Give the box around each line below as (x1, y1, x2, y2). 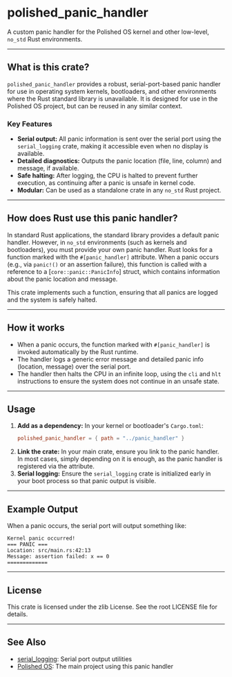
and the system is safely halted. (7, 295, 98, 304)
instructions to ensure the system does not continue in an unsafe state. (17, 377, 220, 385)
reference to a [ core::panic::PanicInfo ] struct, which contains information (7, 267, 220, 275)
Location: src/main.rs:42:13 (7, 547, 91, 554)
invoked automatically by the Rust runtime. (17, 347, 139, 356)
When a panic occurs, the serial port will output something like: (7, 522, 186, 530)
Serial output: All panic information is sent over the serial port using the (17, 135, 222, 143)
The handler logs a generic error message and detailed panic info (17, 355, 204, 363)
